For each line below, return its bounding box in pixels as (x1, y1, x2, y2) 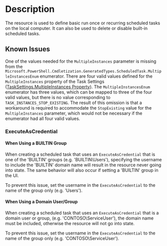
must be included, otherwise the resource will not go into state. (5, 221, 135, 227)
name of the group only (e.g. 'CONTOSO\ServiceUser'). (5, 236, 120, 242)
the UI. (5, 172, 19, 178)
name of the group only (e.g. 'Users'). (5, 187, 83, 193)
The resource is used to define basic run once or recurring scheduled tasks (5, 20, 161, 26)
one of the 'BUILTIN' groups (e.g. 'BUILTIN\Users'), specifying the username (5, 156, 162, 162)
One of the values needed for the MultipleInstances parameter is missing (5, 58, 157, 64)
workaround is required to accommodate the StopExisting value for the (5, 105, 152, 111)
